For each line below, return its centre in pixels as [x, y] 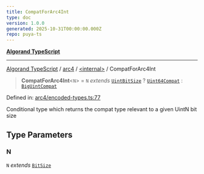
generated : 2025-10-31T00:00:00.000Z [54, 29]
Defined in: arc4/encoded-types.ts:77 [53, 98]
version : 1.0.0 [25, 23]
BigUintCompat [39, 86]
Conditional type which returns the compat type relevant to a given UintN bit [102, 109]
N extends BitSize [29, 165]
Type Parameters [39, 134]
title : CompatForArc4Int [38, 12]
